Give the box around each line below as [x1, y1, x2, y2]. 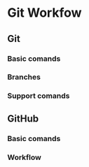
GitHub [7, 112, 39, 124]
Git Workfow [7, 5, 82, 21]
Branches [7, 72, 41, 82]
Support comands [7, 91, 70, 101]
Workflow [7, 152, 42, 162]
